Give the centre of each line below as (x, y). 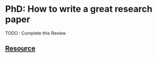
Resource (20, 48)
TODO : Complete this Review (36, 33)
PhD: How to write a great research (79, 9)
